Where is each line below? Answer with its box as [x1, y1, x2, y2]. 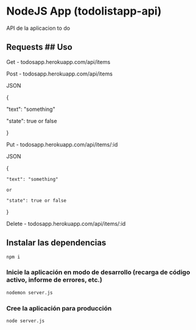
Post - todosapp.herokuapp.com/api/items [6, 70, 113, 77]
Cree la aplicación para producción [6, 304, 112, 312]
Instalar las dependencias [6, 237, 107, 248]
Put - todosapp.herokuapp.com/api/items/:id [6, 141, 118, 148]
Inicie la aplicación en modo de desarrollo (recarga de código [6, 268, 191, 276]
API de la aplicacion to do [6, 24, 71, 32]
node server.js [6, 318, 45, 324]
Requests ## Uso [6, 42, 73, 52]
